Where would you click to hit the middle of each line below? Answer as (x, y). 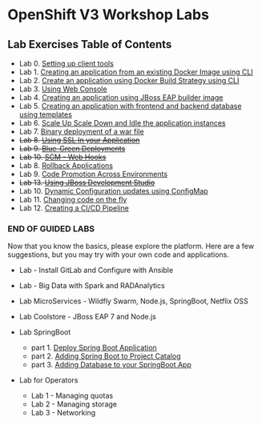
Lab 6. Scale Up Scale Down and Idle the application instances (122, 123)
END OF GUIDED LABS (51, 228)
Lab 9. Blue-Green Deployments (72, 148)
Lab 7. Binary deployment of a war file (82, 131)
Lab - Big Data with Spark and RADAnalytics (92, 286)
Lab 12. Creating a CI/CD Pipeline (74, 208)
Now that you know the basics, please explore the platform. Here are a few (131, 247)
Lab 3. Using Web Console (63, 89)
